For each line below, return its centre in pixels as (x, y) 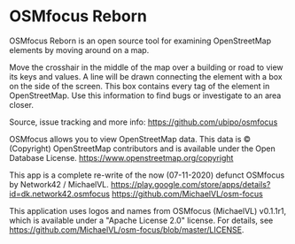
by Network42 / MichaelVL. (59, 184)
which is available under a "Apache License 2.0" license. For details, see (141, 220)
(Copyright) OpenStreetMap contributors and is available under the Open (143, 149)
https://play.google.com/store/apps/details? (190, 184)
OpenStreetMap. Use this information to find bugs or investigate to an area (145, 95)
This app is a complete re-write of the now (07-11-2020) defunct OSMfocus (147, 175)
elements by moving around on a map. (79, 50)
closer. (21, 104)
